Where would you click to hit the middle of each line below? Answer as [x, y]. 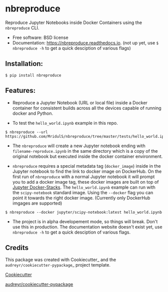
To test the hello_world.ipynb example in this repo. [65, 123]
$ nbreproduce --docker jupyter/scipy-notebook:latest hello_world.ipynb [84, 212]
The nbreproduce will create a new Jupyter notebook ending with [79, 146]
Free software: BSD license [40, 37]
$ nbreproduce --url [27, 132]
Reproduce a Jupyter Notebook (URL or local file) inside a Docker [80, 102]
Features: [20, 91]
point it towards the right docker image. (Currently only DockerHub [81, 198]
